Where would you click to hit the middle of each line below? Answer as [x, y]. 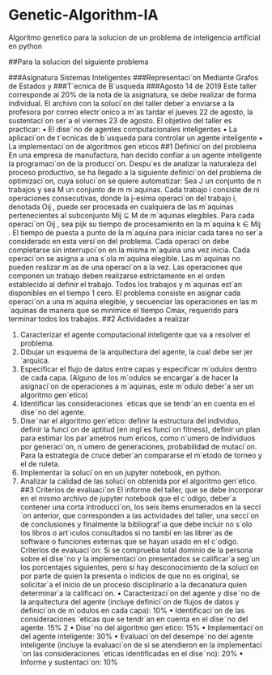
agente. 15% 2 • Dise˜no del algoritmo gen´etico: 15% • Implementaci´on [142, 627]
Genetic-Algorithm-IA [83, 15]
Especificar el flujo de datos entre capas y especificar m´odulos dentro [138, 369]
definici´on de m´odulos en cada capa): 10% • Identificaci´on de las [132, 610]
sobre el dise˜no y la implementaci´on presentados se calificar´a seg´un [140, 558]
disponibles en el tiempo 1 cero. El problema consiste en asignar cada [125, 293]
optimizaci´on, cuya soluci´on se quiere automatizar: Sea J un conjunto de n [135, 181]
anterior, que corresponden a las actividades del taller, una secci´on [146, 515]
